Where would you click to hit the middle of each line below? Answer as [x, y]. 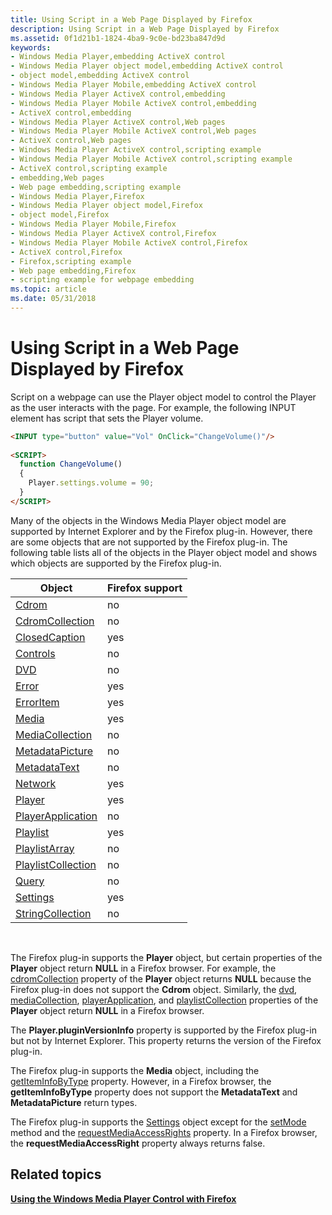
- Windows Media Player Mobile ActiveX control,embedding [133, 103]
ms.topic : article [48, 289]
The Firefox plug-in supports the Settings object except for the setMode [158, 1122]
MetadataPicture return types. [74, 1102]
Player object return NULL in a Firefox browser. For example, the [143, 968]
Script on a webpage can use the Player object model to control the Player [163, 397]
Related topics [56, 1174]
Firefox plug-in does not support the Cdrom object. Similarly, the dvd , [154, 989]
